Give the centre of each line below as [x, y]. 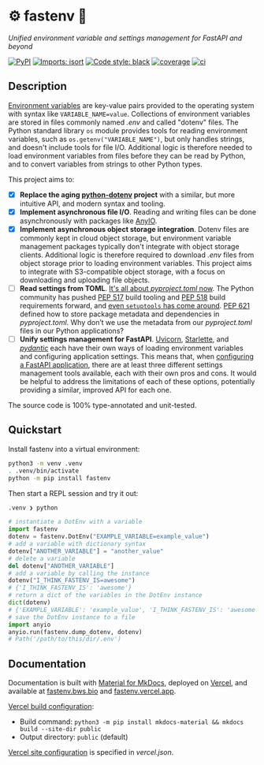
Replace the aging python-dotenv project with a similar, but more [127, 194]
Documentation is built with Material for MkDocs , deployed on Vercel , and [128, 683]
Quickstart [35, 430]
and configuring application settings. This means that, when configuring [137, 356]
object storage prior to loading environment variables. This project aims [136, 263]
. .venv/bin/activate [44, 471]
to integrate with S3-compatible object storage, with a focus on [123, 271]
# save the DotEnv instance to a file [72, 617]
